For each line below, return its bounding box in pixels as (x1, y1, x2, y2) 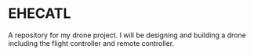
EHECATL (8, 5, 71, 23)
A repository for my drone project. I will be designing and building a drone (8, 30, 247, 40)
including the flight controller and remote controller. (8, 38, 175, 47)
